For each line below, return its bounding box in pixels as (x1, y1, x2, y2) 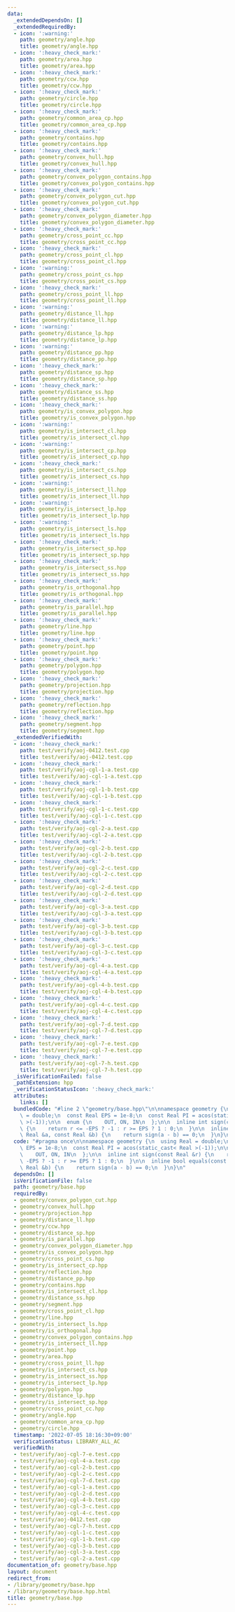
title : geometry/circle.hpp (20, 102, 101, 109)
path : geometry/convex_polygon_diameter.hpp (20, 212, 152, 219)
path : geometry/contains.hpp (20, 134, 105, 141)
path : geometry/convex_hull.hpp (20, 154, 114, 161)
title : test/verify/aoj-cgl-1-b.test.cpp (20, 792, 142, 799)
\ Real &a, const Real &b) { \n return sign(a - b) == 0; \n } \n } (20, 1132, 224, 1139)
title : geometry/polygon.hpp (20, 669, 105, 676)
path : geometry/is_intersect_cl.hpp (20, 427, 127, 435)
